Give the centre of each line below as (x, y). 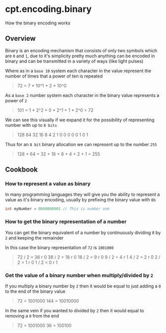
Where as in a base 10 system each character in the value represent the (78, 71)
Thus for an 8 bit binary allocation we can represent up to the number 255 (81, 144)
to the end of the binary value (35, 291)
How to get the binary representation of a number (66, 222)
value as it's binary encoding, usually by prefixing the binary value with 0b (81, 200)
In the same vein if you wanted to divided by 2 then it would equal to (75, 310)
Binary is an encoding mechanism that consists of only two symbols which (81, 50)
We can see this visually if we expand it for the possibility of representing (80, 120)
